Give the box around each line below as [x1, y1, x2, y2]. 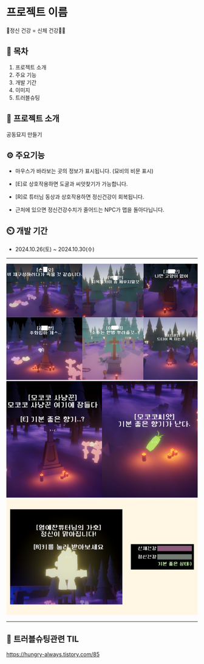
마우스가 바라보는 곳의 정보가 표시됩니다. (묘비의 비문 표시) [15, 168, 154, 175]
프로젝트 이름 [6, 5, 68, 19]
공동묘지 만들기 [6, 131, 42, 138]
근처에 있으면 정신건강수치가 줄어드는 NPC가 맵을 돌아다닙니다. [15, 206, 165, 213]
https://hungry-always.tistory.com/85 [6, 651, 100, 658]
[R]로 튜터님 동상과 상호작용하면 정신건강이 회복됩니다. [15, 193, 144, 200]
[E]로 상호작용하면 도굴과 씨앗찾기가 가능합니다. [15, 180, 128, 188]
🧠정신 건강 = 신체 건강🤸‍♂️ [6, 27, 66, 34]
